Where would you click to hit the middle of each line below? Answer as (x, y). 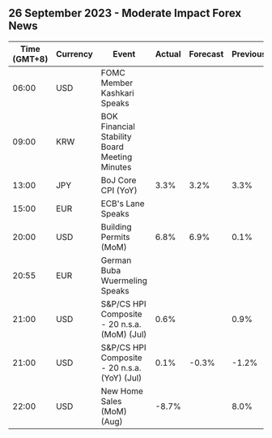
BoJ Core (119, 180)
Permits (115, 237)
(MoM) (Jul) (124, 334)
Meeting (117, 157)
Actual (168, 54)
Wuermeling (124, 281)
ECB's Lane (123, 204)
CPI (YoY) (119, 190)
